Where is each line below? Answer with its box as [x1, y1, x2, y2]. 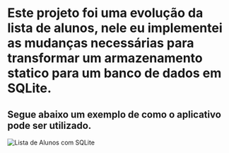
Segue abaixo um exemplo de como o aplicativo [7, 108, 221, 120]
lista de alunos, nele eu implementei [7, 20, 223, 36]
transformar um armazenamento [7, 50, 203, 67]
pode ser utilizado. [7, 119, 92, 132]
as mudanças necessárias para [7, 35, 194, 51]
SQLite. [7, 80, 52, 96]
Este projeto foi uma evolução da [7, 5, 204, 21]
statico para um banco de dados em [7, 65, 222, 81]
